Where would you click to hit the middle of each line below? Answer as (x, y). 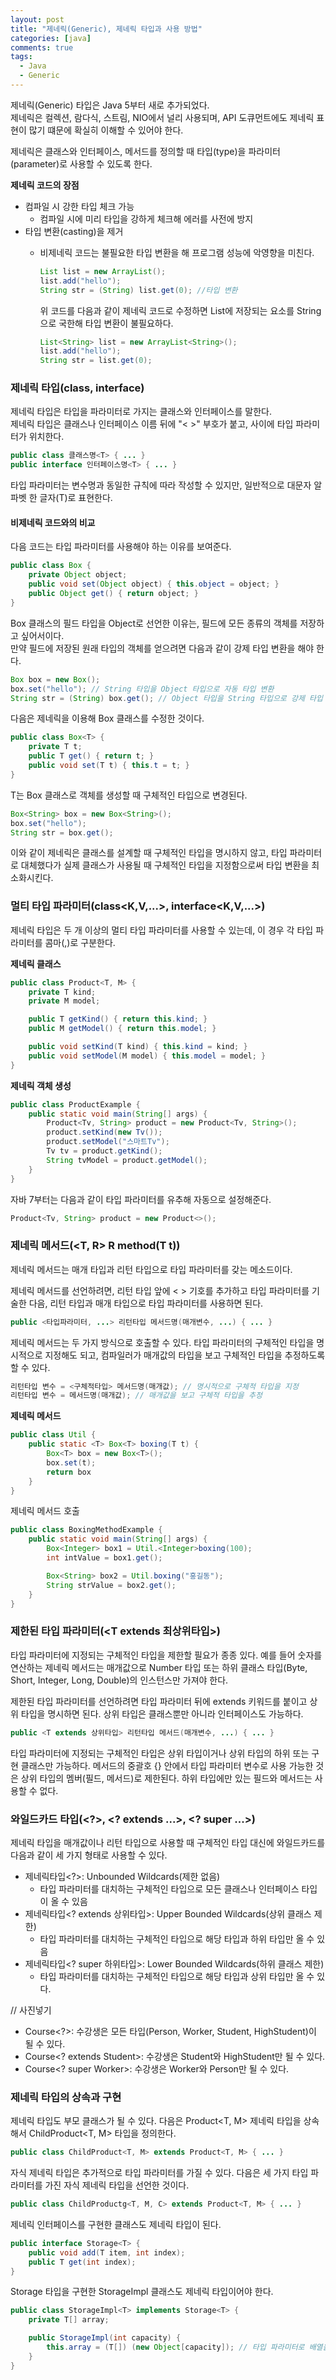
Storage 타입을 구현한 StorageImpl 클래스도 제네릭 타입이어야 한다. (142, 2292)
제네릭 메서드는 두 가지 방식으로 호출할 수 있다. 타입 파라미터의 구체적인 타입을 (162, 1342)
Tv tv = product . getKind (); (104, 1151)
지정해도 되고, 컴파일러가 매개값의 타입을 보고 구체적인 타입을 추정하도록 (185, 1355)
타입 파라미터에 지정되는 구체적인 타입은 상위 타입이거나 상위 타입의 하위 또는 (160, 1753)
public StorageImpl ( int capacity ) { (105, 2338)
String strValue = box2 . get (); (111, 1585)
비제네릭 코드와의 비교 (53, 522)
